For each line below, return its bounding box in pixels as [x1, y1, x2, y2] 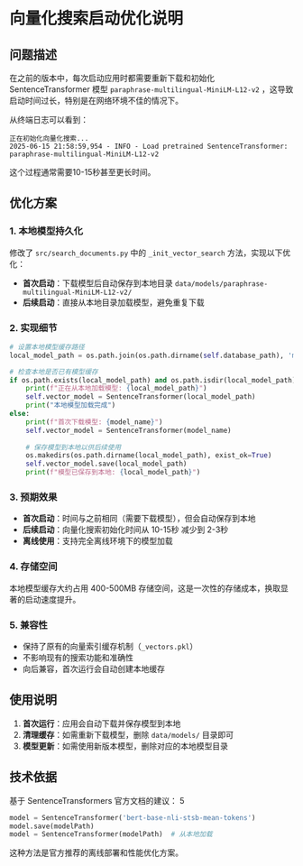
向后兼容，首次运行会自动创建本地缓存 [22, 664, 165, 674]
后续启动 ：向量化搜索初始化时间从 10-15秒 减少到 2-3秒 [22, 524, 229, 535]
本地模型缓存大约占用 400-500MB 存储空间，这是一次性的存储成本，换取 [9, 583, 281, 594]
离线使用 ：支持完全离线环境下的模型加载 [22, 536, 173, 547]
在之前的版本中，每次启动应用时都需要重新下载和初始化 [9, 73, 215, 83]
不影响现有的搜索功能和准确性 [22, 652, 133, 663]
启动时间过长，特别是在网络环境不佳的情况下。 [9, 96, 183, 106]
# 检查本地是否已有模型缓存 [9, 367, 99, 376]
